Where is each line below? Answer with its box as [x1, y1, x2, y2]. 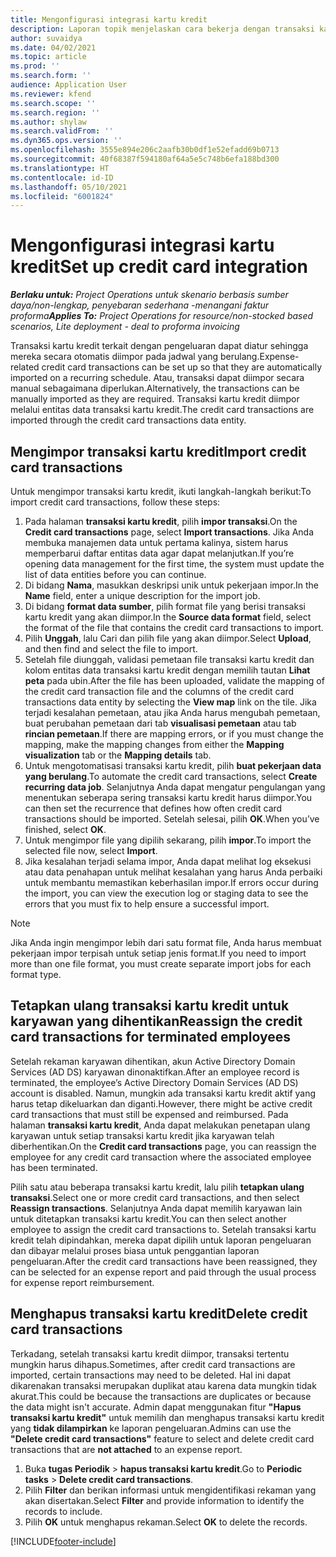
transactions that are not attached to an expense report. [10, 1443, 243, 1455]
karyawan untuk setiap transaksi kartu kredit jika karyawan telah [10, 1129, 275, 1141]
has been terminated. [10, 1161, 98, 1173]
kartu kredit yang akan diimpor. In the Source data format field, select [24, 611, 312, 623]
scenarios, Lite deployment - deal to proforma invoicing [10, 321, 240, 333]
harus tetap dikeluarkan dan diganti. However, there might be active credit [10, 1097, 313, 1110]
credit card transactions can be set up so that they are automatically [41, 361, 323, 373]
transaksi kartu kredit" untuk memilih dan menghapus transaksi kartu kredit [10, 1411, 325, 1423]
